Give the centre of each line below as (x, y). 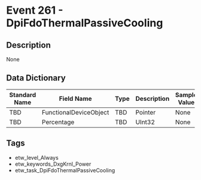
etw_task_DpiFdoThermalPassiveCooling (65, 170)
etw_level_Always (36, 157)
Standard (23, 95)
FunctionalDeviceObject (75, 112)
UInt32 (145, 122)
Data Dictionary (36, 78)
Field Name (75, 98)
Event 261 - (35, 10)
